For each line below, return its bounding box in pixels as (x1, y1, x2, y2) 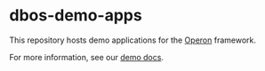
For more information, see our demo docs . (9, 51, 165, 62)
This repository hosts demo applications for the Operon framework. (9, 35, 256, 45)
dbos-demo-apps (9, 5, 142, 26)
